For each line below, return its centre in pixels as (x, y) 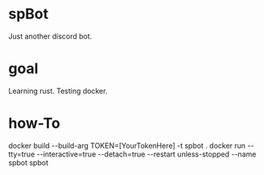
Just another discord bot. (50, 36)
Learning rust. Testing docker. (58, 91)
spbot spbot (28, 162)
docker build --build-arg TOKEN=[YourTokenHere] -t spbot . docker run (127, 145)
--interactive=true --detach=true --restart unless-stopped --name (146, 154)
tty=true (22, 154)
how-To (34, 123)
